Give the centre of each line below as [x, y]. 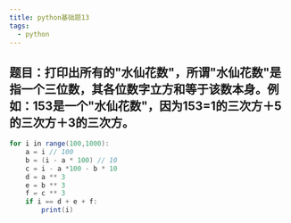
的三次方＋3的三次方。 [72, 123]
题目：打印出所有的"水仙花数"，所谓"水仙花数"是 [145, 72]
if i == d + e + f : [62, 202]
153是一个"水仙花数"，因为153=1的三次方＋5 [157, 106]
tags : [19, 26]
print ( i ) [58, 211]
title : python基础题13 [50, 17]
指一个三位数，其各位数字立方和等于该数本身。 [138, 89]
